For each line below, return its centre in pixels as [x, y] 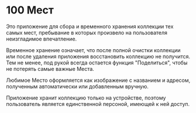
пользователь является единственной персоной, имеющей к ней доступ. [98, 104]
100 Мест [30, 10]
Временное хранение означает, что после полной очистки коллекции [93, 50]
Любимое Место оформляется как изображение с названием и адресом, [98, 80]
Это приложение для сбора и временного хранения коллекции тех [90, 26]
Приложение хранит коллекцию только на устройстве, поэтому [86, 98]
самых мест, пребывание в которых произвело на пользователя [87, 32]
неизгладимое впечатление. [42, 39]
